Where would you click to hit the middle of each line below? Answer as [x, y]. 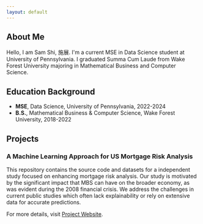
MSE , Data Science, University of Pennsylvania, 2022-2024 [90, 106]
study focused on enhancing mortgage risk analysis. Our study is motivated [102, 176]
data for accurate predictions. [44, 202]
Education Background [51, 92]
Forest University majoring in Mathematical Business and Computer [91, 66]
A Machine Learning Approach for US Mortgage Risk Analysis [100, 156]
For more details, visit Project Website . [55, 214]
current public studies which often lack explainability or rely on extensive [98, 195]
